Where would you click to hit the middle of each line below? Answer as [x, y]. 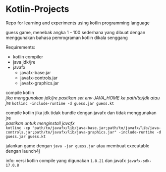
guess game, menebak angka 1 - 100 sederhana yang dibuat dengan [76, 32]
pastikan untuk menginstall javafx [40, 123]
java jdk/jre [24, 62]
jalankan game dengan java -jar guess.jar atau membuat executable [78, 146]
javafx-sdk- [139, 161]
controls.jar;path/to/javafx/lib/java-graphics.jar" [61, 132]
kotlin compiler [28, 57]
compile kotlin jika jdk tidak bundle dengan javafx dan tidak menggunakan [81, 113]
